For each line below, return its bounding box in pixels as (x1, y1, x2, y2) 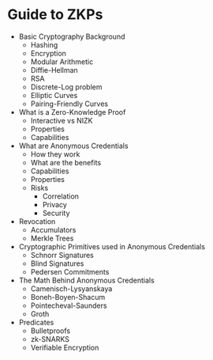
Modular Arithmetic (30, 57, 94, 66)
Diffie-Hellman (30, 65, 78, 74)
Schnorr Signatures (30, 250, 94, 260)
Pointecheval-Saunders (30, 301, 107, 310)
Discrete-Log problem (30, 81, 103, 92)
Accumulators (30, 225, 77, 234)
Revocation (18, 216, 56, 226)
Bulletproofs (30, 326, 71, 335)
